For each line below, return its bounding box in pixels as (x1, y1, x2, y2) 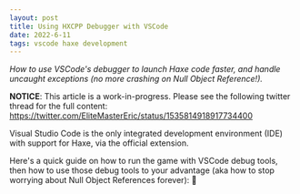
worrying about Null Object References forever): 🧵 (9, 175, 197, 186)
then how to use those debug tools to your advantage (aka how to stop (9, 165, 275, 176)
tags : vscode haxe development (9, 38, 128, 48)
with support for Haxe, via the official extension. (9, 138, 189, 148)
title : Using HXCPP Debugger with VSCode (9, 22, 169, 31)
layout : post (9, 13, 59, 23)
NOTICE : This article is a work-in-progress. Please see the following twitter (9, 91, 291, 102)
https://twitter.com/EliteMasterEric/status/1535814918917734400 (9, 110, 253, 121)
